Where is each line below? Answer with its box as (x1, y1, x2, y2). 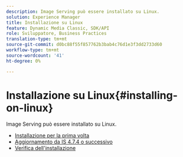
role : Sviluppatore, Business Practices (6, 31, 107, 37)
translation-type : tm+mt (6, 36, 67, 42)
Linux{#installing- (87, 89, 178, 102)
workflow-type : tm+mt (6, 47, 60, 53)
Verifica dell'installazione (14, 145, 76, 152)
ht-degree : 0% (6, 58, 41, 64)
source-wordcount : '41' (6, 53, 65, 58)
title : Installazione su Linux (6, 19, 83, 25)
